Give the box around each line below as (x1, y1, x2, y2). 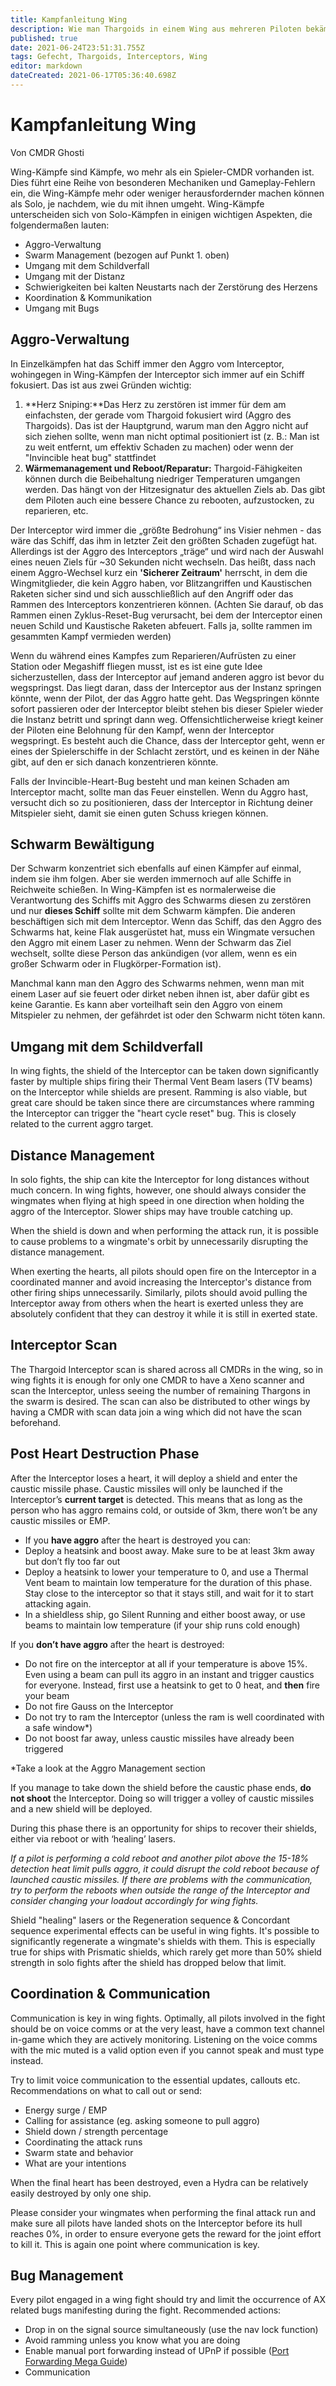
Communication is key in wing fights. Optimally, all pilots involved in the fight (10, 2012, 326, 2024)
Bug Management (10, 2267, 124, 2284)
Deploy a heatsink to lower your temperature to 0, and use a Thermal (24, 1566, 309, 1578)
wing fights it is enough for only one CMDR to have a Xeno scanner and (10, 1374, 305, 1386)
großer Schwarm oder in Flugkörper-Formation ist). (10, 958, 222, 970)
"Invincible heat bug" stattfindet (24, 451, 157, 463)
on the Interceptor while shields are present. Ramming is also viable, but (10, 1086, 308, 1098)
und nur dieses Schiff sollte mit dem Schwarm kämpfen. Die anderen (10, 905, 296, 917)
